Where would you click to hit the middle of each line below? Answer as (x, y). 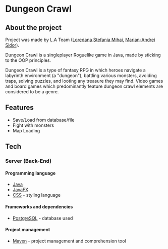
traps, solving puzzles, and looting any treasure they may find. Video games (84, 81)
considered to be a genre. (32, 92)
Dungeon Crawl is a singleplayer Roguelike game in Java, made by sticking (83, 55)
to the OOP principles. (28, 60)
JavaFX (20, 190)
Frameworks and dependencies (39, 206)
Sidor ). (12, 45)
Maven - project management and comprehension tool (69, 241)
